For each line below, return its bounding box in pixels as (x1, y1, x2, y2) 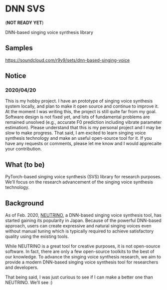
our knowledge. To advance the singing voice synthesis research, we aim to (5, 254, 161, 260)
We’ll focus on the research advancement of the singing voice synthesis (5, 179, 153, 185)
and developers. (5, 264, 39, 270)
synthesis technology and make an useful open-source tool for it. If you (5, 135, 152, 141)
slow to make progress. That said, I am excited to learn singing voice (5, 130, 146, 136)
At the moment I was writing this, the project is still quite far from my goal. (5, 109, 157, 115)
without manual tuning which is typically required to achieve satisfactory (5, 228, 154, 234)
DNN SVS (5, 3, 45, 15)
